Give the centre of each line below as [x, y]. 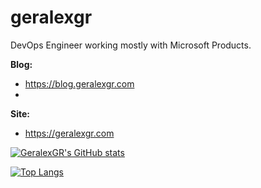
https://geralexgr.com [69, 133]
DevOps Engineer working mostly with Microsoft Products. [131, 45]
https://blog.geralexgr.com [79, 83]
